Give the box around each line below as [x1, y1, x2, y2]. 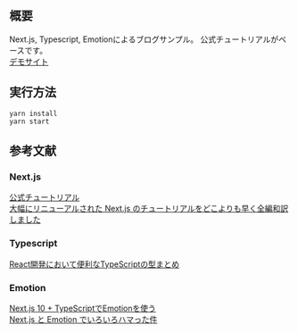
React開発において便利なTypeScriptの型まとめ [9, 258, 180, 270]
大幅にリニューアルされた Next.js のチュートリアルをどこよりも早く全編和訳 [9, 204, 289, 214]
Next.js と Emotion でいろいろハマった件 [9, 313, 158, 324]
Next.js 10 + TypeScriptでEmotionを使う [9, 303, 156, 313]
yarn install [9, 109, 58, 118]
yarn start [9, 117, 50, 126]
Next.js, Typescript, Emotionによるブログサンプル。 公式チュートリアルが [9, 34, 279, 45]
